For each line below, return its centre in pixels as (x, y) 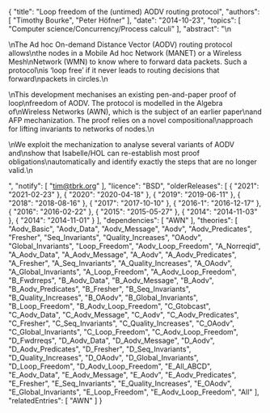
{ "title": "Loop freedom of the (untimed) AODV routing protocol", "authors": (134, 12)
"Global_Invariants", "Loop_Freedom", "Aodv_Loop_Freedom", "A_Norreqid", (135, 246)
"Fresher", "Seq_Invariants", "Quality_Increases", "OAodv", (105, 237)
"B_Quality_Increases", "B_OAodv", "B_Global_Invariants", (103, 297)
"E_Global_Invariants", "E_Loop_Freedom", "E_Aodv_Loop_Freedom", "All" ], (134, 392)
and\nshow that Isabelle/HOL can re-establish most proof (104, 153)
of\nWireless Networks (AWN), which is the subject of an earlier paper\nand (135, 112)
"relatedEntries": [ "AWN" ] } (55, 400)
